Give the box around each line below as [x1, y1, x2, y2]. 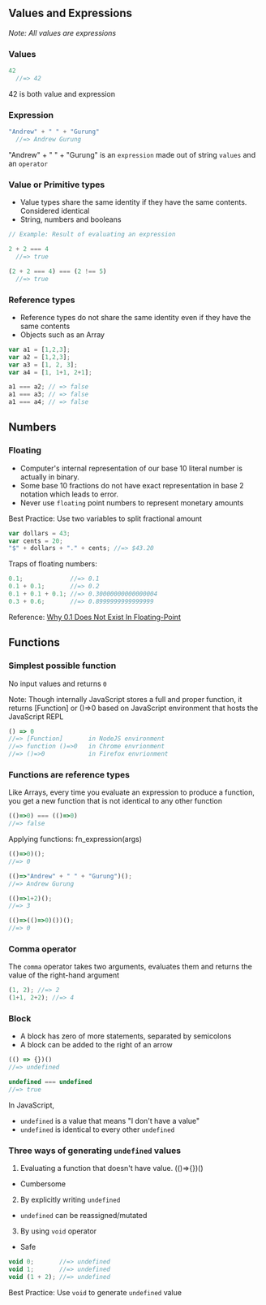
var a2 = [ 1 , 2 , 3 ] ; [8, 353, 71, 361]
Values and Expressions [8, 7, 132, 20]
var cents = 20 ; [8, 536, 63, 545]
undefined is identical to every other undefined [19, 1125, 175, 1134]
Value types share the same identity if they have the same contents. [19, 197, 247, 207]
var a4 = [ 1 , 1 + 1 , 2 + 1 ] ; [8, 368, 92, 376]
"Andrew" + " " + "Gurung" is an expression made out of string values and [8, 150, 256, 159]
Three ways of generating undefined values [8, 1145, 181, 1156]
